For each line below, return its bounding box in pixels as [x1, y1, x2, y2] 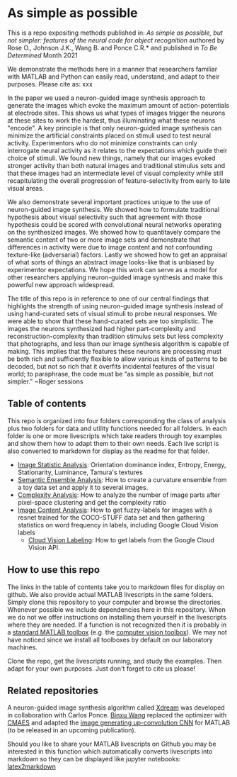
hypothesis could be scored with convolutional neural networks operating [7, 220, 221, 228]
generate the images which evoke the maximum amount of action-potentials [7, 101, 230, 109]
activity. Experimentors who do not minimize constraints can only [7, 138, 198, 147]
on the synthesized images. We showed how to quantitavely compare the [7, 228, 221, 236]
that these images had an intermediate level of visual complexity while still [7, 169, 224, 177]
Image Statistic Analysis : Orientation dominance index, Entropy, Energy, [17, 460, 226, 469]
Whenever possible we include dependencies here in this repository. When [7, 605, 226, 614]
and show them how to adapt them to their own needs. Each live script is [7, 439, 219, 447]
